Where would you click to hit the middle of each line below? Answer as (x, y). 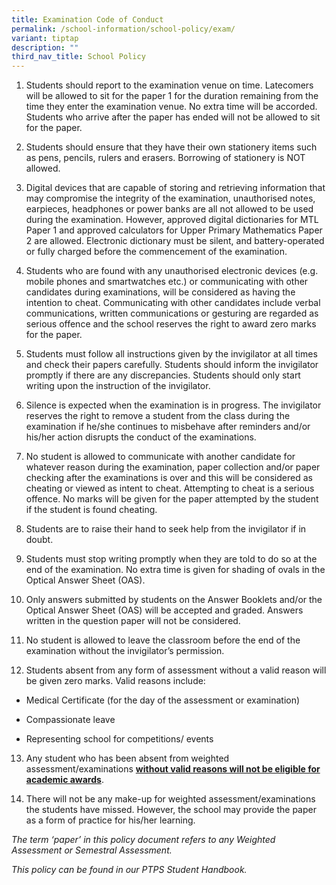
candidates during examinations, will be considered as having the (160, 292)
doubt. (39, 540)
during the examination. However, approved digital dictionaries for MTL (172, 220)
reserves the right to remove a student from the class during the (158, 416)
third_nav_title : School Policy (78, 57)
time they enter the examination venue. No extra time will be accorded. (171, 107)
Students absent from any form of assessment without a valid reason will (176, 670)
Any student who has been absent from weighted (127, 758)
